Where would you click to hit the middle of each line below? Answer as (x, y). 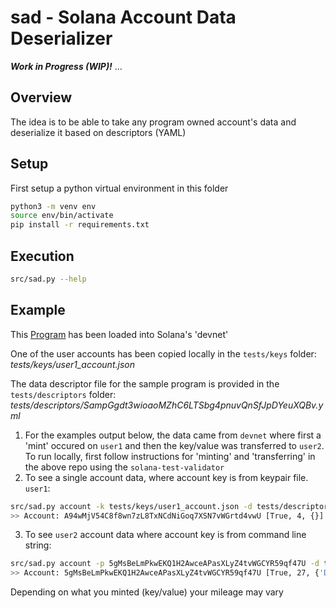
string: (38, 545)
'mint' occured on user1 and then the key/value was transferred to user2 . (174, 445)
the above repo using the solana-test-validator (124, 467)
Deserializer (61, 38)
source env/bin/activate (62, 216)
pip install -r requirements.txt (80, 225)
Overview (41, 97)
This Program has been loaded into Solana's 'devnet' (119, 334)
